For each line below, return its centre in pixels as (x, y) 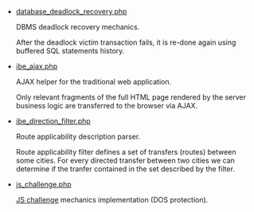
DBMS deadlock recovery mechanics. (78, 27)
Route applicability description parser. (78, 136)
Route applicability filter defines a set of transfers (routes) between (126, 152)
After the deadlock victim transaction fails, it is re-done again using (126, 42)
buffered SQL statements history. (70, 51)
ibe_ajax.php (37, 66)
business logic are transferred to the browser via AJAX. (107, 106)
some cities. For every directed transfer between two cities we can (125, 160)
